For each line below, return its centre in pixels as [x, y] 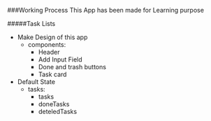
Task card [52, 74]
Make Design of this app [52, 37]
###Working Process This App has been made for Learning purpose [106, 10]
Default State [36, 82]
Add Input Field [60, 59]
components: [47, 44]
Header [49, 52]
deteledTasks [58, 112]
